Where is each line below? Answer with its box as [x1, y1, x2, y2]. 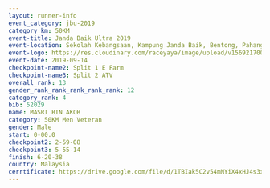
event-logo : [8, 49, 48, 57]
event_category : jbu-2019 [8, 19, 95, 27]
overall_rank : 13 [8, 78, 67, 86]
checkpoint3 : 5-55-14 [8, 146, 81, 154]
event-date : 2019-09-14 [8, 57, 88, 65]
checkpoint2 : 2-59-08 [8, 138, 81, 146]
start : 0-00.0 [8, 130, 56, 138]
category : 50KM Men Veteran [8, 116, 103, 124]
